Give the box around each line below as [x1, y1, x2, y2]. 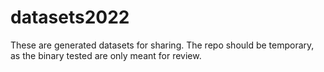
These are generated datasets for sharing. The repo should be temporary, [10, 39, 315, 51]
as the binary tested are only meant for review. [10, 49, 202, 61]
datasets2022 [10, 6, 130, 29]
